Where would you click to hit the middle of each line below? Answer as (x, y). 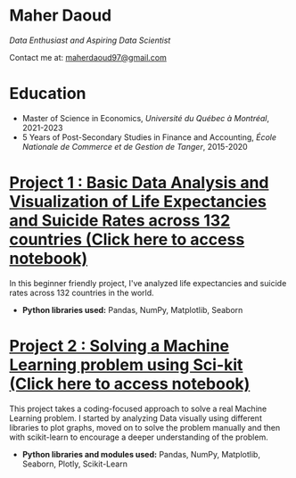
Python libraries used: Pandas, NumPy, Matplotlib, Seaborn (132, 309)
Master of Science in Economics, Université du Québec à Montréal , (146, 118)
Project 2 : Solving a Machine (119, 346)
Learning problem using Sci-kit (126, 365)
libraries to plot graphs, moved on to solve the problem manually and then (145, 427)
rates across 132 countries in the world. (82, 293)
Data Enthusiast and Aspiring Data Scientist (90, 40)
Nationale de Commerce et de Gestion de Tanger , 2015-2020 (135, 146)
